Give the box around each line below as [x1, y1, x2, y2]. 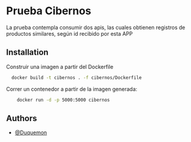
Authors [6, 113, 37, 123]
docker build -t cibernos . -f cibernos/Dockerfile [11, 74, 142, 81]
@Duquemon [14, 129, 47, 136]
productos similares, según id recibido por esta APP [6, 30, 133, 37]
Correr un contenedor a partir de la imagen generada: [6, 85, 138, 93]
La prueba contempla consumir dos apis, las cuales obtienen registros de [6, 24, 186, 31]
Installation [6, 48, 49, 58]
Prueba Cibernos [6, 4, 91, 18]
